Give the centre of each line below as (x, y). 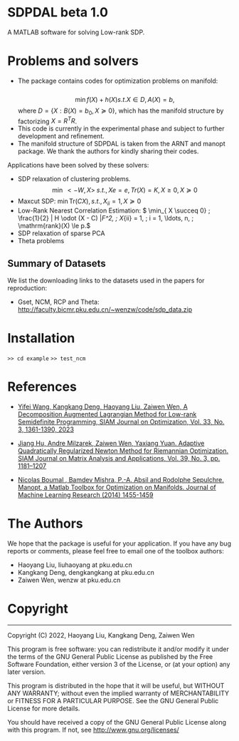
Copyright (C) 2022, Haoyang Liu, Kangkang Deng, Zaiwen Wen (101, 635)
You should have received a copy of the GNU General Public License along (117, 722)
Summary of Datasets (57, 264)
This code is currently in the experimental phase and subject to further (121, 128)
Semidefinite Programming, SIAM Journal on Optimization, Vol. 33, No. (121, 421)
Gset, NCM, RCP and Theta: (58, 302)
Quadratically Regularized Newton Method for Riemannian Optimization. (123, 451)
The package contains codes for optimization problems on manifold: (118, 81)
